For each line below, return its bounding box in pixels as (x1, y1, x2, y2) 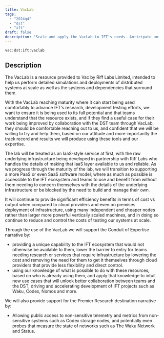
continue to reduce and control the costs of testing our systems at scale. (5, 217, 151, 223)
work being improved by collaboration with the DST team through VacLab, (5, 120, 154, 126)
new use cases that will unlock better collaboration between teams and (12, 278, 155, 284)
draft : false (5, 30, 32, 35)
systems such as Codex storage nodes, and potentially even (31, 317, 153, 323)
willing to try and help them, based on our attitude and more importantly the (5, 130, 157, 136)
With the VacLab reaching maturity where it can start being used (5, 99, 135, 105)
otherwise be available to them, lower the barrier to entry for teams (12, 246, 147, 252)
